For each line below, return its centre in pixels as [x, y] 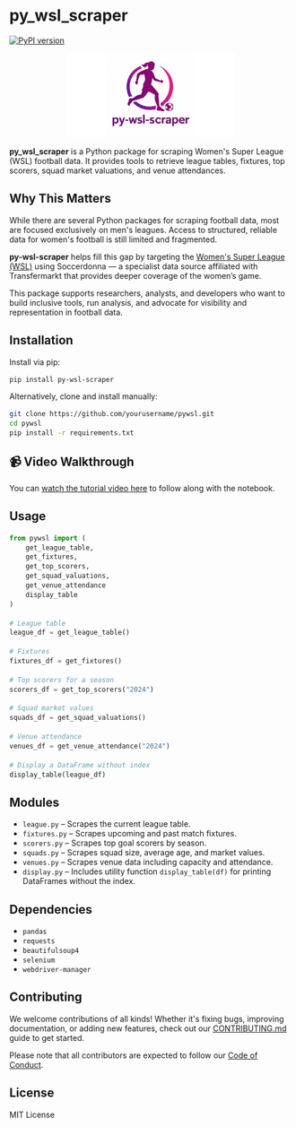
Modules [35, 802]
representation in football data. [66, 312]
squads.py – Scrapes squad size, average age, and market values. [144, 853]
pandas [35, 932]
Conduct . [26, 1064]
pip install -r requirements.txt [72, 433]
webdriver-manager [57, 970]
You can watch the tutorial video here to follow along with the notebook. [142, 488]
